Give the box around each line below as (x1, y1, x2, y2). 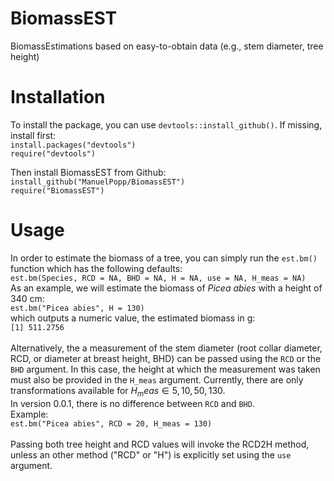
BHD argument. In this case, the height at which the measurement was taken (10, 363, 321, 375)
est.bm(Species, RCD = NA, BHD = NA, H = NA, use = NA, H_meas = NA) (10, 273, 307, 283)
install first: (10, 129, 57, 141)
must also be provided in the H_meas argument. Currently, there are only (10, 373, 304, 386)
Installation (10, 86, 106, 109)
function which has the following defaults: (10, 262, 183, 274)
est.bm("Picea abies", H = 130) (10, 303, 145, 313)
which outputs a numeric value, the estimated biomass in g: (10, 312, 256, 324)
